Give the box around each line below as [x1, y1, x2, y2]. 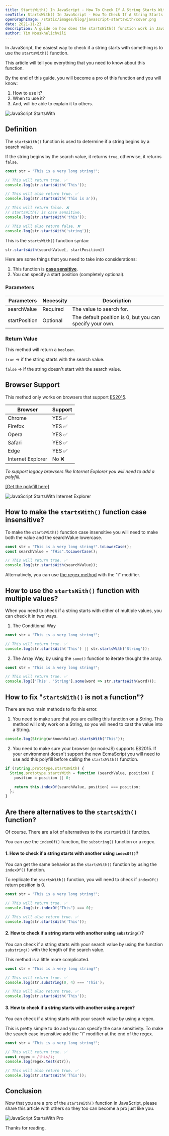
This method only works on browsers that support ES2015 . [5, 394, 127, 400]
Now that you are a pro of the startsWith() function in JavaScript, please [5, 1100, 157, 1106]
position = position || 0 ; [14, 775, 71, 780]
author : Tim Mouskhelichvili [5, 31, 66, 36]
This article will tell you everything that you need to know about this [5, 60, 145, 65]
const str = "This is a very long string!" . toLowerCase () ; [5, 544, 132, 549]
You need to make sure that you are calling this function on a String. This [12, 716, 163, 722]
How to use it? [12, 90, 43, 96]
